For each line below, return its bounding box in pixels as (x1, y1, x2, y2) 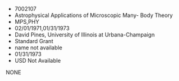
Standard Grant (14, 38, 53, 44)
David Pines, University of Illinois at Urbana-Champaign (14, 31, 155, 38)
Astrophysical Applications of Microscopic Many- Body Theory (14, 12, 174, 19)
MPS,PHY (14, 18, 40, 25)
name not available (14, 44, 62, 51)
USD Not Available (14, 57, 61, 64)
